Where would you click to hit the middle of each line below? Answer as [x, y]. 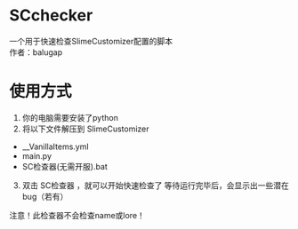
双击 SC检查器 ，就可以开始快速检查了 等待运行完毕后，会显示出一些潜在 [155, 185]
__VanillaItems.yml [55, 146]
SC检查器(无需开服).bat [65, 166]
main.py [36, 155]
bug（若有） [45, 196]
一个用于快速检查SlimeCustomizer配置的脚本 [91, 41]
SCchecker [51, 16]
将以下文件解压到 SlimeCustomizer [85, 129]
